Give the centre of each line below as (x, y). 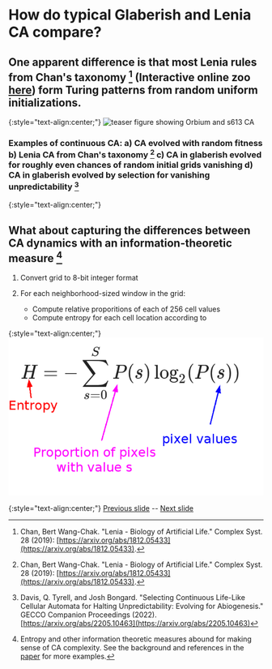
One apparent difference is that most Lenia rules (133, 62)
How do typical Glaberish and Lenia (130, 15)
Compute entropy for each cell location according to (119, 318)
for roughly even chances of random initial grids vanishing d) (131, 165)
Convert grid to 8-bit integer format (79, 278)
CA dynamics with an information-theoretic (120, 243)
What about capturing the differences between (130, 230)
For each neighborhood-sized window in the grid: (103, 294)
